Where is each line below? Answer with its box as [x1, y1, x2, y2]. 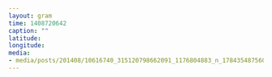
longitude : [8, 42, 45, 50]
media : [8, 49, 31, 57]
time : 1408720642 [8, 19, 67, 27]
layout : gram [8, 11, 53, 20]
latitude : [8, 34, 42, 43]
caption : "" [8, 26, 49, 34]
